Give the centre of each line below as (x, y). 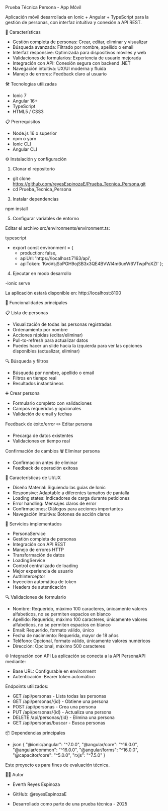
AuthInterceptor (29, 576)
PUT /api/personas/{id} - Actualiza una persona (62, 712)
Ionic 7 (19, 96)
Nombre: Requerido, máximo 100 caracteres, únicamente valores (80, 609)
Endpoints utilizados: (27, 686)
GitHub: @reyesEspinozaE (39, 794)
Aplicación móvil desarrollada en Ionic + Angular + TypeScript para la (77, 17)
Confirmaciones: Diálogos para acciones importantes (68, 509)
